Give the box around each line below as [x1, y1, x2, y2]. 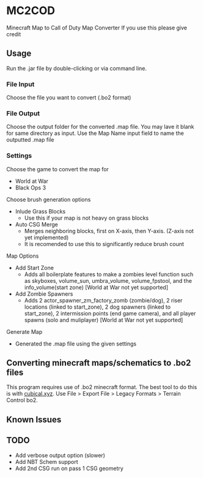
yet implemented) [24, 234, 69, 241]
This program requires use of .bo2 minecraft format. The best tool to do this [6, 384, 197, 391]
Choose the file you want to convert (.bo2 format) [6, 94, 131, 101]
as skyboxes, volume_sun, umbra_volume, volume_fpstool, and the [24, 277, 193, 284]
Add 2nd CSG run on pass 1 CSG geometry [15, 465, 124, 472]
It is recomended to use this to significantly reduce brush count [24, 240, 185, 247]
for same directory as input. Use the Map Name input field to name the [6, 129, 185, 137]
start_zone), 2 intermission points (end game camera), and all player [24, 309, 196, 317]
